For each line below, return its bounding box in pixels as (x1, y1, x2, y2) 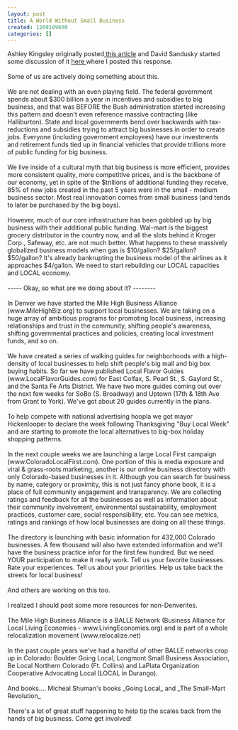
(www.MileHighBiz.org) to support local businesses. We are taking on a (7, 306, 215, 315)
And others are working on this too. (7, 586, 110, 594)
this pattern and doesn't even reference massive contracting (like (7, 110, 198, 119)
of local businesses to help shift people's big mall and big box (30, 360, 211, 368)
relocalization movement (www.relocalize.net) (7, 631, 142, 640)
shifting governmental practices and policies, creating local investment (7, 329, 214, 338)
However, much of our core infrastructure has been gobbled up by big (7, 216, 212, 225)
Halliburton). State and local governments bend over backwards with (7, 118, 208, 127)
